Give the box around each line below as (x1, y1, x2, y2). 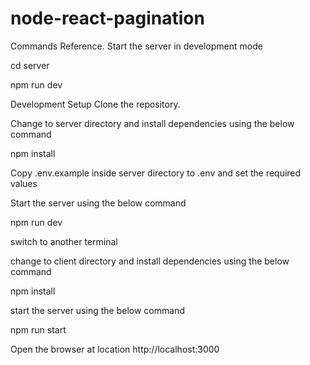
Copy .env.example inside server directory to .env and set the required (10, 167, 302, 179)
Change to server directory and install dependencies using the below (10, 117, 295, 129)
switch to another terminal (10, 235, 118, 247)
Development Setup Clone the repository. (10, 98, 181, 110)
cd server (10, 59, 50, 71)
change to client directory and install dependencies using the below (10, 255, 290, 267)
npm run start (10, 323, 67, 336)
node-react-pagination (10, 7, 205, 30)
